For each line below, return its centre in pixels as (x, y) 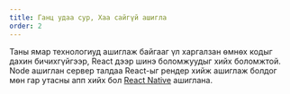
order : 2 (26, 26)
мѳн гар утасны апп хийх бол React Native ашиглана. (111, 80)
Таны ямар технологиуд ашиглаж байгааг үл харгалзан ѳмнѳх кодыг (141, 51)
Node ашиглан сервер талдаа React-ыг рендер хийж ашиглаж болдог (143, 70)
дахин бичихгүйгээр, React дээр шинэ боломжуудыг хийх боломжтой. (145, 61)
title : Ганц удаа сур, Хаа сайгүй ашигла (88, 17)
